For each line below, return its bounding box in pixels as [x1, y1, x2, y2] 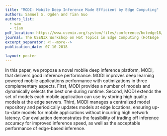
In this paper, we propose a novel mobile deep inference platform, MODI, [5, 67, 154, 73]
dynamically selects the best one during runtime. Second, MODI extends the [5, 88, 162, 94]
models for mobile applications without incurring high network [21, 109, 149, 115]
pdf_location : [5, 30, 35, 35]
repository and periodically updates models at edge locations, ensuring [5, 104, 151, 110]
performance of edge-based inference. [5, 125, 85, 131]
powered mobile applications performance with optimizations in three [5, 78, 148, 84]
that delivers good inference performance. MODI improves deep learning [5, 72, 155, 78]
